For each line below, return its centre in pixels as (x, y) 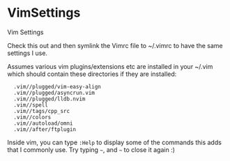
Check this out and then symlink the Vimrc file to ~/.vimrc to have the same (115, 45)
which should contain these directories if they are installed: (92, 74)
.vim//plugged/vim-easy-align (57, 86)
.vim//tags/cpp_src (42, 111)
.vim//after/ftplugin (45, 129)
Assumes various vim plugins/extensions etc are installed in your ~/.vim (110, 66)
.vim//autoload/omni (43, 123)
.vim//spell (31, 105)
